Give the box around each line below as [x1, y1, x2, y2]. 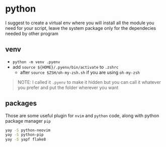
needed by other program [5, 30, 59, 36]
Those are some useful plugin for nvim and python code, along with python [5, 112, 159, 119]
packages [5, 99, 37, 108]
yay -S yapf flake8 [5, 137, 46, 142]
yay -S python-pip [5, 132, 44, 137]
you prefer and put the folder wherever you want [17, 84, 119, 90]
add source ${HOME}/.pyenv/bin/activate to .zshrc [12, 64, 119, 70]
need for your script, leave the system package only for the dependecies [5, 25, 156, 31]
